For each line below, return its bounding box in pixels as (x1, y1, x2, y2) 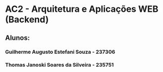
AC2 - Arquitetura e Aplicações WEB (5, 3, 159, 15)
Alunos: (5, 34, 30, 42)
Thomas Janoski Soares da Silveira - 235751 (5, 62, 114, 69)
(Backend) (5, 14, 49, 25)
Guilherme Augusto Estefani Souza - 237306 (5, 48, 115, 55)
